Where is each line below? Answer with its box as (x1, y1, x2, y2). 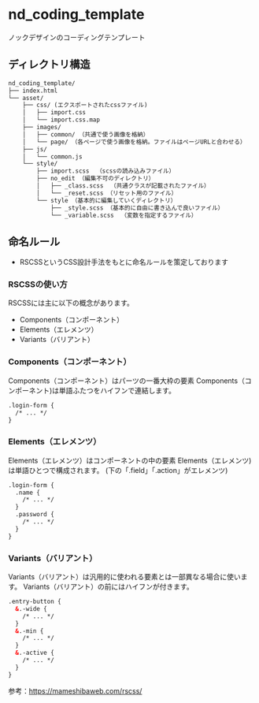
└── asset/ (8, 94, 44, 102)
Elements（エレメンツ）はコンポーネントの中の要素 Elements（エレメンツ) (8, 456, 252, 465)
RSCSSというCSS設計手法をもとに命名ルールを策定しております (19, 258, 229, 267)
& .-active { (15, 649, 55, 657)
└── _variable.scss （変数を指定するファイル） (50, 211, 198, 219)
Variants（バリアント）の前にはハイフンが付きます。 (23, 582, 194, 591)
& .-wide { (15, 604, 47, 612)
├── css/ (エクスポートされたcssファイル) (22, 101, 148, 110)
